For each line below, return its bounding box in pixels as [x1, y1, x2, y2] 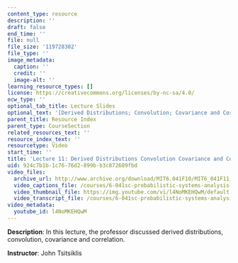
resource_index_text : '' [7, 135, 81, 142]
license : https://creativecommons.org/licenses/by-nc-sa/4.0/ [7, 89, 195, 96]
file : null [7, 37, 40, 44]
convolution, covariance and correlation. [7, 235, 125, 243]
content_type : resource [7, 10, 78, 18]
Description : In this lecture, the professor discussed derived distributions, [7, 228, 224, 236]
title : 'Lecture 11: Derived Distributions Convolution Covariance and [7, 155, 223, 163]
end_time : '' [7, 30, 46, 38]
